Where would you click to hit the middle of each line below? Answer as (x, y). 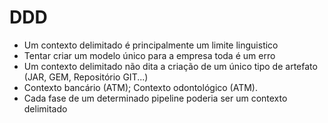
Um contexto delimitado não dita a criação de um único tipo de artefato (170, 66)
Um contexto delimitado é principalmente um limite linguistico (151, 45)
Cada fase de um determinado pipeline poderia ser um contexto (155, 98)
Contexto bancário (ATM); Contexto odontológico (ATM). (141, 87)
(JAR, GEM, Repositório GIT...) (86, 77)
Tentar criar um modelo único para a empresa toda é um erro (149, 55)
